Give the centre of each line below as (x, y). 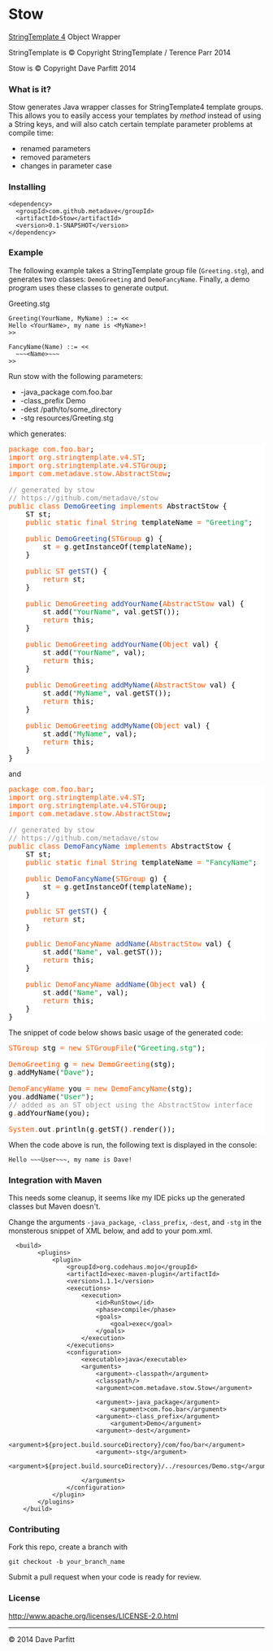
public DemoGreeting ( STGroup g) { (94, 538)
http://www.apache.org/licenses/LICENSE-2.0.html (93, 1616)
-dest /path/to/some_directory (71, 409)
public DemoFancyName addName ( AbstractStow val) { (128, 943)
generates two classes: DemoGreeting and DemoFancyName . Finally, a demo (129, 279)
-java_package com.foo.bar (66, 392)
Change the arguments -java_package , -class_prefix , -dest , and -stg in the (135, 1222)
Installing (27, 187)
